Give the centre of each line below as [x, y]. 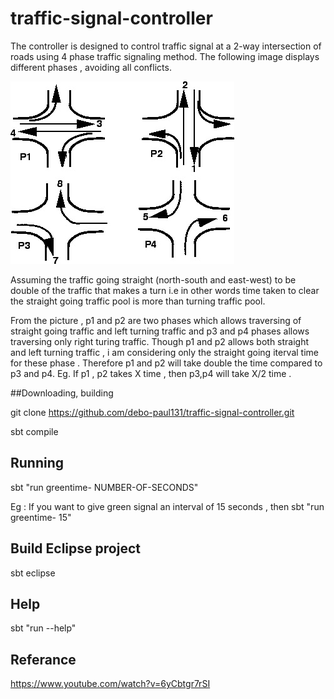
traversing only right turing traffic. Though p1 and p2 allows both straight [160, 341]
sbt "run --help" [43, 628]
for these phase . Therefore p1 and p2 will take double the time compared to [166, 363]
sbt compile [34, 431]
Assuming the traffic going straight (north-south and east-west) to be [153, 279]
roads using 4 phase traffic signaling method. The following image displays [165, 56]
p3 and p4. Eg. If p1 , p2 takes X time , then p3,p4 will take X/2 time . [151, 373]
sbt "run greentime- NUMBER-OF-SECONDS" [104, 487]
